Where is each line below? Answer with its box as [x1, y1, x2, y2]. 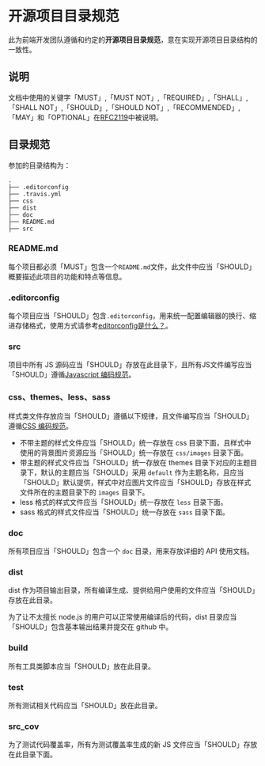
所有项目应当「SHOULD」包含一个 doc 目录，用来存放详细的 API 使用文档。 [8, 547, 255, 556]
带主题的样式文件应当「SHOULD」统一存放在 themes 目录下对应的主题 [19, 457, 251, 467]
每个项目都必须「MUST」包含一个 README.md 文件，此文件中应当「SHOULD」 [8, 262, 256, 271]
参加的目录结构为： [8, 160, 71, 170]
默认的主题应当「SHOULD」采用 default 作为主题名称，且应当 [40, 468, 244, 477]
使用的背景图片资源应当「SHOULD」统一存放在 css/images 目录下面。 [19, 448, 248, 457]
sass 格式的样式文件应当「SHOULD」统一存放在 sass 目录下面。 [19, 507, 229, 517]
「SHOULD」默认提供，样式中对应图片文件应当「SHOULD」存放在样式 [19, 477, 252, 487]
